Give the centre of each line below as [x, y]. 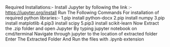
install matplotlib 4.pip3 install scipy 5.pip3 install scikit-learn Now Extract [82, 23]
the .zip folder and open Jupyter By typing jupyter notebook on [71, 28]
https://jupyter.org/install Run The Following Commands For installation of [82, 12]
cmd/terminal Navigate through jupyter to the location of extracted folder [81, 34]
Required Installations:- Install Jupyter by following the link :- [69, 7]
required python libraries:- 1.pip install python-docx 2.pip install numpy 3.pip [85, 18]
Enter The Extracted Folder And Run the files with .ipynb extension [75, 39]
